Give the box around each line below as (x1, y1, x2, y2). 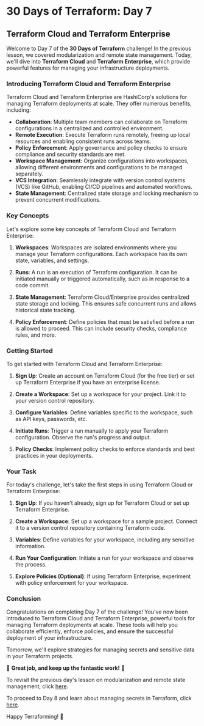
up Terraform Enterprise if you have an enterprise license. (15, 378, 161, 386)
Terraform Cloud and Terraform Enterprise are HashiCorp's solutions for (6, 94, 188, 101)
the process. (15, 561, 47, 568)
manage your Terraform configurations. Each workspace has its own (15, 250, 188, 257)
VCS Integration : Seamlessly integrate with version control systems (15, 177, 186, 184)
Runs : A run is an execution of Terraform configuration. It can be (15, 268, 178, 276)
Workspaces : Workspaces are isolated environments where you (15, 243, 177, 251)
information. (15, 543, 46, 550)
